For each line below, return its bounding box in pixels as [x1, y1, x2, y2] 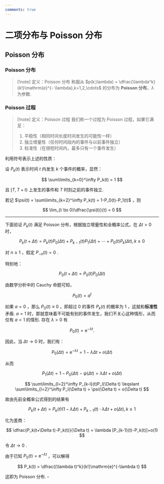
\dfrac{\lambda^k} [119, 79, 156, 85]
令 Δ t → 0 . [5, 442, 27, 448]
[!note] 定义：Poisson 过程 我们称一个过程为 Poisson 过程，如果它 [17, 116, 150, 122]
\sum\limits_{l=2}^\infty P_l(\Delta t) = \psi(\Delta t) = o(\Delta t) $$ [15, 386, 149, 392]
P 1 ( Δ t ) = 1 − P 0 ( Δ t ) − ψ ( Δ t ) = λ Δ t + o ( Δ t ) [42, 370, 122, 377]
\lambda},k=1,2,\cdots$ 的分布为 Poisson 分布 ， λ [54, 85, 155, 91]
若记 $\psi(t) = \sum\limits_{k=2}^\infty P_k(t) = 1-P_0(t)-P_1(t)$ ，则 [5, 197, 141, 203]
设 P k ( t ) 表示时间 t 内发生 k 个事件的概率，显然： [5, 166, 102, 173]
